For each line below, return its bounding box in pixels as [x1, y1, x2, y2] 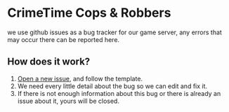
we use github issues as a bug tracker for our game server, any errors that [7, 28, 223, 36]
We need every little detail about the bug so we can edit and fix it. [17, 82, 208, 90]
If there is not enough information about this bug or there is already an [17, 89, 221, 97]
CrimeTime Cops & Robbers [7, 5, 171, 21]
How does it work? [7, 56, 91, 68]
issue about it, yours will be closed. [17, 97, 119, 105]
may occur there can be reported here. [7, 35, 120, 43]
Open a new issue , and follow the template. [17, 74, 143, 83]
